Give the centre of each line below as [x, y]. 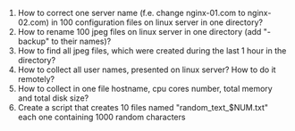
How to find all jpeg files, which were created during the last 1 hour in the [152, 51]
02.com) [33, 22]
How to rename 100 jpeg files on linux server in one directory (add [139, 32]
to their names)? [81, 41]
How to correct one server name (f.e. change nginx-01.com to [131, 13]
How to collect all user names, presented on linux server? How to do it [147, 70]
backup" [34, 41]
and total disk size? [53, 98]
